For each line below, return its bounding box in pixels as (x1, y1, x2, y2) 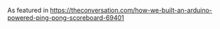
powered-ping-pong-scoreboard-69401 (7, 13, 124, 22)
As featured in (7, 6, 49, 14)
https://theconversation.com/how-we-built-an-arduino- (50, 6, 213, 14)
